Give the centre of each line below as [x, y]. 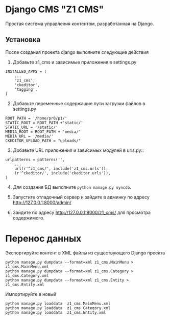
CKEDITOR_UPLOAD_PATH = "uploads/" [43, 141]
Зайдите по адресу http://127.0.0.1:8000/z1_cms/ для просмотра [82, 212]
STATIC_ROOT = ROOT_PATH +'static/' [44, 123]
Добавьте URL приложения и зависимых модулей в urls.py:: [78, 150]
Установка [23, 40]
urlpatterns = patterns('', [35, 159]
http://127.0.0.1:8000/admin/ [42, 202]
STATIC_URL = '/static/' [32, 127]
